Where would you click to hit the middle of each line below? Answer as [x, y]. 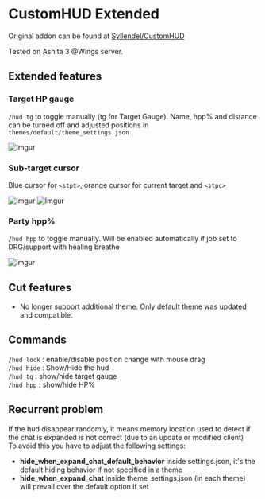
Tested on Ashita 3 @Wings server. [66, 51]
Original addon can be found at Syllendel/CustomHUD [96, 36]
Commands [38, 340]
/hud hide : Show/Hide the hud [59, 368]
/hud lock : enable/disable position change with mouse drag [107, 359]
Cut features [40, 287]
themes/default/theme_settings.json [69, 132]
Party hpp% [32, 221]
